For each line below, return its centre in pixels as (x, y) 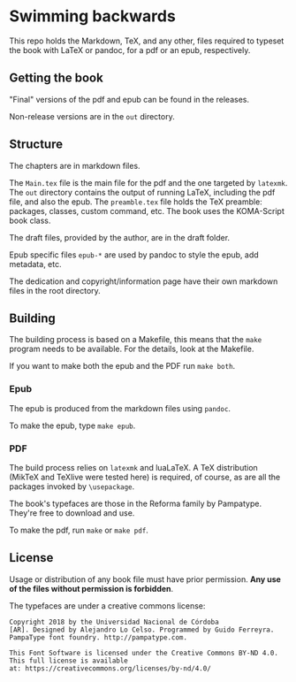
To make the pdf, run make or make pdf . (79, 530)
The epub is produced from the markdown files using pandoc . (120, 408)
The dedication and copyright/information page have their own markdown (144, 281)
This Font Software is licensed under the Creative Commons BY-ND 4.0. (144, 653)
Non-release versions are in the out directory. (92, 116)
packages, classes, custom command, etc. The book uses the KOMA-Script (147, 211)
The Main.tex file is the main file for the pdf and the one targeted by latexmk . (148, 182)
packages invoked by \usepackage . (72, 486)
